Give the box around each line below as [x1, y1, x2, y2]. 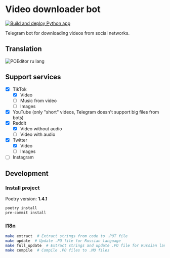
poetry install [5, 205, 37, 211]
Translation [5, 44, 42, 54]
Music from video [20, 97, 57, 104]
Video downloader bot [5, 4, 101, 15]
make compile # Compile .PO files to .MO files [5, 247, 110, 253]
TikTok [12, 86, 27, 92]
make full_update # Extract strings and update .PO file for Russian [5, 243, 157, 248]
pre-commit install [5, 210, 47, 215]
